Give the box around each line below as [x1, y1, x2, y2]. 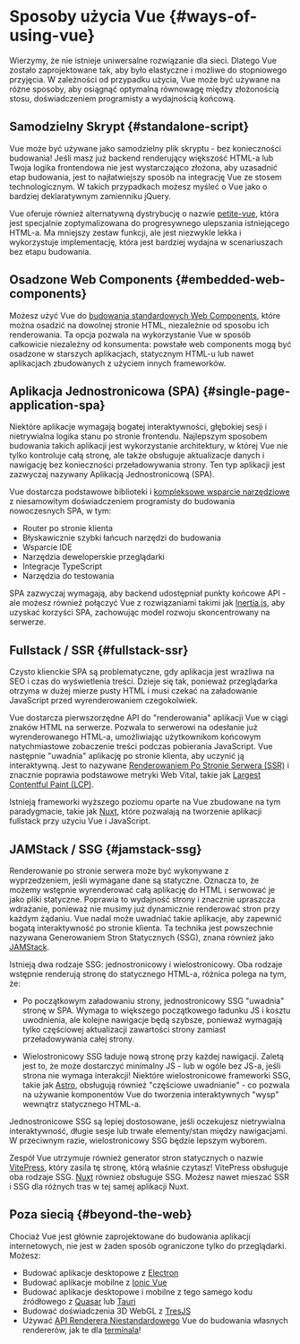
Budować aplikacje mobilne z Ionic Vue [21, 1277, 167, 1287]
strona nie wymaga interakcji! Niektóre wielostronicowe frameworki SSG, [21, 1070, 291, 1080]
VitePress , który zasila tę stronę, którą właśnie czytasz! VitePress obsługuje [9, 1162, 288, 1173]
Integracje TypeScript [21, 561, 103, 572]
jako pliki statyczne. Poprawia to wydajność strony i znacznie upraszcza [9, 895, 276, 904]
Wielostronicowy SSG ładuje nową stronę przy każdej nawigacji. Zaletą [21, 1052, 285, 1061]
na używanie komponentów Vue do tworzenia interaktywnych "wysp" [21, 1089, 279, 1100]
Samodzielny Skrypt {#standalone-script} [9, 119, 249, 135]
